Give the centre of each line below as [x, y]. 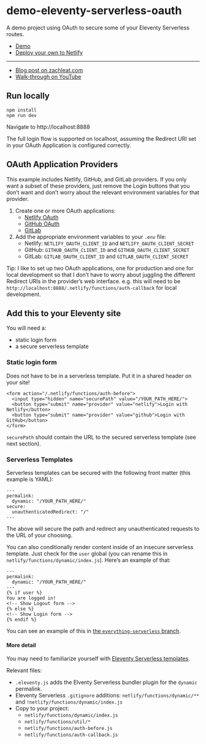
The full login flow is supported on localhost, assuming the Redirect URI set [101, 139]
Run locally [28, 96]
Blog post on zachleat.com [49, 70]
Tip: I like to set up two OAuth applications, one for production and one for [100, 268]
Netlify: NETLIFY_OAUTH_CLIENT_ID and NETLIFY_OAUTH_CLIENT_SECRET [109, 243]
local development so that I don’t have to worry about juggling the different [101, 275]
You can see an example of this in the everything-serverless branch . [93, 631]
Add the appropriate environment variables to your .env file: [91, 237]
